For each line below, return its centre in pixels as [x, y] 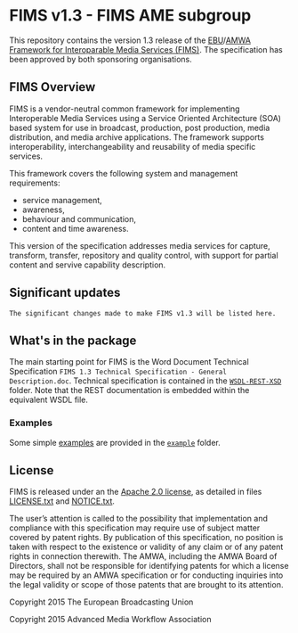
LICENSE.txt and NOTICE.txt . [62, 501]
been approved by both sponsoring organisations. [101, 59]
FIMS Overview [52, 87]
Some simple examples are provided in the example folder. [115, 442]
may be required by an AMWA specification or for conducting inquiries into [146, 575]
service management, [62, 200]
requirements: [35, 183]
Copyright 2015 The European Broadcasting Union [101, 602]
